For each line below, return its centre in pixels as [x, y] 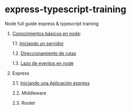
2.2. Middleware [29, 93]
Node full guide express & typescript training [52, 24]
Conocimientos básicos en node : [47, 33]
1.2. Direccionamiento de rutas [44, 53]
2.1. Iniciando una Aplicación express [51, 83]
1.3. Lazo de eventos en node [43, 63]
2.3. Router [24, 103]
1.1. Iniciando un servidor [38, 43]
